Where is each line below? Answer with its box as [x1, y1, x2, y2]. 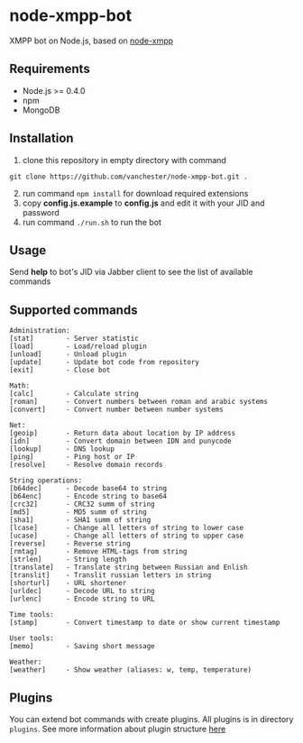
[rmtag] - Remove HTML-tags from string [9, 547, 188, 556]
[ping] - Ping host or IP [9, 453, 135, 462]
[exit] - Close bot [9, 366, 111, 375]
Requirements [9, 61, 90, 77]
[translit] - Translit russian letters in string [9, 571, 212, 580]
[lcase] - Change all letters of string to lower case [9, 524, 244, 533]
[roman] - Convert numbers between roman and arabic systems [9, 398, 269, 407]
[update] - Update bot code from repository [9, 358, 200, 367]
